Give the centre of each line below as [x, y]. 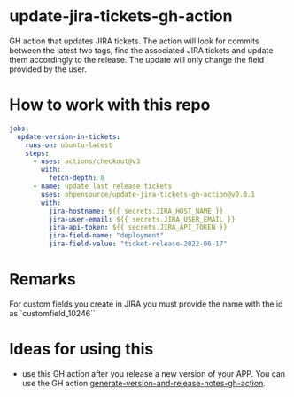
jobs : [19, 128]
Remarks [43, 280]
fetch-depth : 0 [76, 178]
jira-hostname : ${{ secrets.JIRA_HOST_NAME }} [136, 211]
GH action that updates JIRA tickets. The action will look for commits [134, 41]
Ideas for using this [81, 350]
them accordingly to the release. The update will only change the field [137, 59]
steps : [37, 153]
